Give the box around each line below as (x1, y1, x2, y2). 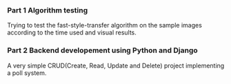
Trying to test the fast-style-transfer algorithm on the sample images (7, 21, 202, 30)
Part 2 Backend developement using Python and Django (7, 45, 198, 55)
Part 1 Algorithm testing (7, 6, 88, 15)
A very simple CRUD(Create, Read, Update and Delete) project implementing (7, 61, 225, 70)
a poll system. (7, 68, 47, 77)
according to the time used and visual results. (7, 28, 137, 36)
